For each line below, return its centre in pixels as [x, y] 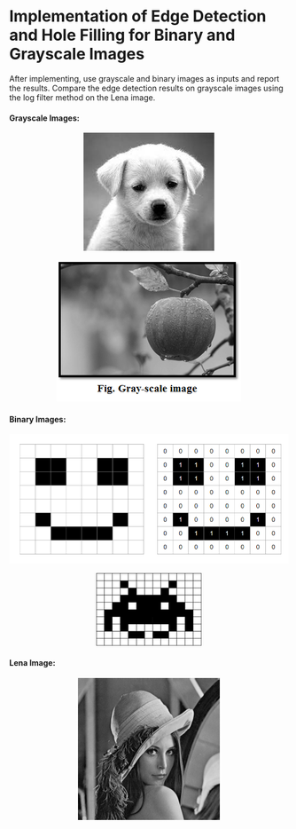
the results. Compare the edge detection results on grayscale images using [146, 88]
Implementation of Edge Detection [138, 16]
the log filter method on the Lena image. [82, 97]
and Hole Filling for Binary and [122, 35]
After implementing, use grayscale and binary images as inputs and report [144, 78]
